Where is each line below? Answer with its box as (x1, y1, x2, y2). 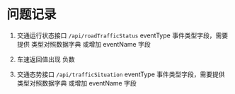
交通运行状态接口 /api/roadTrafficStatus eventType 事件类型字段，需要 (16, 31, 228, 40)
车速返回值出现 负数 (16, 54, 75, 64)
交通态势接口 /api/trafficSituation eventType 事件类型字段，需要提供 (16, 70, 225, 78)
